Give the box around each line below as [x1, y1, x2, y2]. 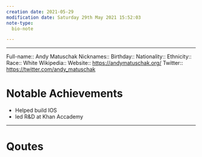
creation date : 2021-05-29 [6, 8, 74, 15]
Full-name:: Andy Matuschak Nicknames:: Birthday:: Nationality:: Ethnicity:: [6, 53, 192, 60]
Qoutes [6, 140, 44, 153]
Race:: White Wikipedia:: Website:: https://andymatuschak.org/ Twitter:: [6, 60, 183, 67]
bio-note [11, 25, 34, 32]
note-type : [6, 20, 34, 26]
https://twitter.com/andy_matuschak [6, 66, 96, 73]
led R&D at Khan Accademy [14, 113, 84, 120]
